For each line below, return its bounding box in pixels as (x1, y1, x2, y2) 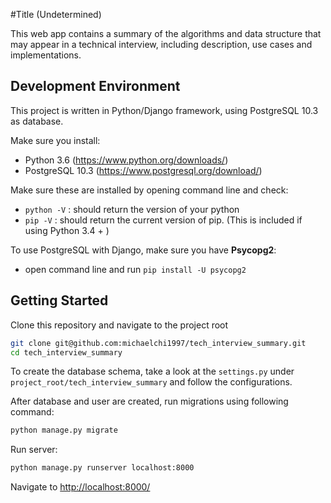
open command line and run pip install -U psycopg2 (24, 263, 247, 275)
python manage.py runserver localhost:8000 (10, 463, 195, 473)
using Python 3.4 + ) (24, 224, 110, 236)
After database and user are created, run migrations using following (10, 395, 289, 408)
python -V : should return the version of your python (24, 203, 240, 215)
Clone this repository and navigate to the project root (10, 319, 229, 331)
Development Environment (10, 78, 181, 95)
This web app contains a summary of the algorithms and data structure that (10, 28, 322, 39)
